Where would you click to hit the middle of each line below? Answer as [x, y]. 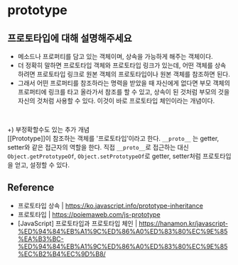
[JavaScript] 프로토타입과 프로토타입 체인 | [77, 223]
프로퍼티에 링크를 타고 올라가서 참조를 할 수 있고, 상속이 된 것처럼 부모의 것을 [124, 92]
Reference [31, 187]
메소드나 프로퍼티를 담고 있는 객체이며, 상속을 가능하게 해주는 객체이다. [115, 56]
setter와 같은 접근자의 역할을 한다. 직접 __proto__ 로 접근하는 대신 [98, 147]
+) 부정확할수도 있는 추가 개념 [49, 129]
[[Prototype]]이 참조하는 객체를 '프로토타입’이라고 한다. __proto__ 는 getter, [113, 138]
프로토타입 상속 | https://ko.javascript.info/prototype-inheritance [110, 205]
